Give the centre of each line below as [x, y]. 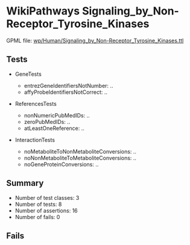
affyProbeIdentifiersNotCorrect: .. [65, 92]
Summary [25, 183]
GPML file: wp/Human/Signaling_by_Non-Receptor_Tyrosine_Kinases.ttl [95, 40]
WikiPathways [43, 11]
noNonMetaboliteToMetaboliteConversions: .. [80, 158]
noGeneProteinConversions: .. [61, 164]
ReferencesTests [36, 104]
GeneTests [28, 74]
